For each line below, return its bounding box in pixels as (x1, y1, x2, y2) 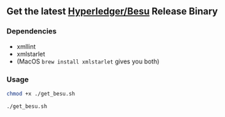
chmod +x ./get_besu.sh (6, 90, 76, 97)
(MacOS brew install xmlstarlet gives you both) (16, 57, 160, 65)
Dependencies (6, 26, 57, 36)
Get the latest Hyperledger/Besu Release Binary (6, 6, 218, 17)
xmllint (16, 42, 36, 51)
